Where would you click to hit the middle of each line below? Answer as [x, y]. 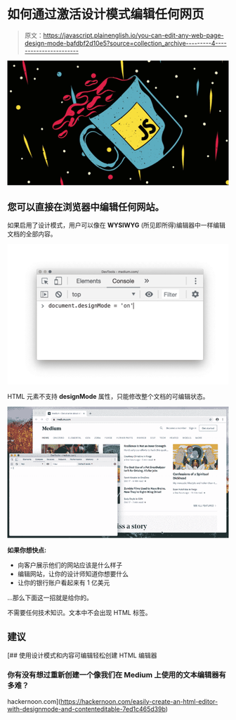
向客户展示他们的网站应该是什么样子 [70, 565]
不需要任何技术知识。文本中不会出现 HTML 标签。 [79, 612]
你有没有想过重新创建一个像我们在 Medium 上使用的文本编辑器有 [117, 675]
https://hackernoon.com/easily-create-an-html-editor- [139, 701]
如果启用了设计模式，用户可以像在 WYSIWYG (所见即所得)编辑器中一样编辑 [117, 225]
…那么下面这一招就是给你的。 [50, 597]
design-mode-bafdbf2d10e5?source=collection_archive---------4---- [125, 43]
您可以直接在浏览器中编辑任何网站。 [86, 207]
